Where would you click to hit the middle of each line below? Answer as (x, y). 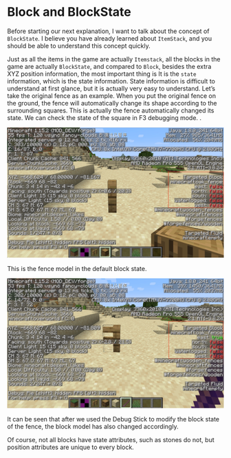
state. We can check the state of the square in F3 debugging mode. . (104, 117)
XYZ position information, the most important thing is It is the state (102, 74)
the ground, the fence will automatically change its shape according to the (112, 103)
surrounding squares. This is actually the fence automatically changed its (111, 110)
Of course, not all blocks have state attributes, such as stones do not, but (111, 439)
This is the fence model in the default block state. (77, 268)
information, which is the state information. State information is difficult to (111, 81)
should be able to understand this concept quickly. (79, 46)
